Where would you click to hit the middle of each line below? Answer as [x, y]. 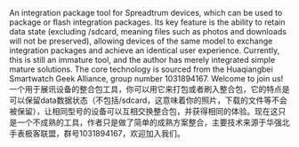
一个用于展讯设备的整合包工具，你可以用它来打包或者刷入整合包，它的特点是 [149, 89]
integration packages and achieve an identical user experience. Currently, [145, 50]
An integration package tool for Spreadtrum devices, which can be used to [146, 13]
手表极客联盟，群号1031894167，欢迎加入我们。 [97, 133]
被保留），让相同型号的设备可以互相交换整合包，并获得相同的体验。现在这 [144, 111]
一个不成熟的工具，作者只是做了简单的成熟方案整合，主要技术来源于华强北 [153, 122]
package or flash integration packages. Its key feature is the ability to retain [148, 22]
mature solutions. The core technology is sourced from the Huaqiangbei [141, 69]
